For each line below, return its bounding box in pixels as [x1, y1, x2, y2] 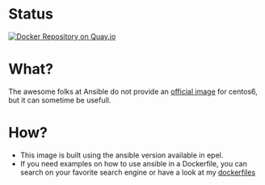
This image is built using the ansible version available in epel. [19, 150, 224, 160]
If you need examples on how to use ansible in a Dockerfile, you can [19, 158, 248, 168]
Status [8, 5, 54, 23]
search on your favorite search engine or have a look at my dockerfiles [19, 167, 256, 177]
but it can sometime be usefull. [8, 95, 111, 105]
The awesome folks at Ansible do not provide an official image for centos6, [8, 86, 259, 96]
